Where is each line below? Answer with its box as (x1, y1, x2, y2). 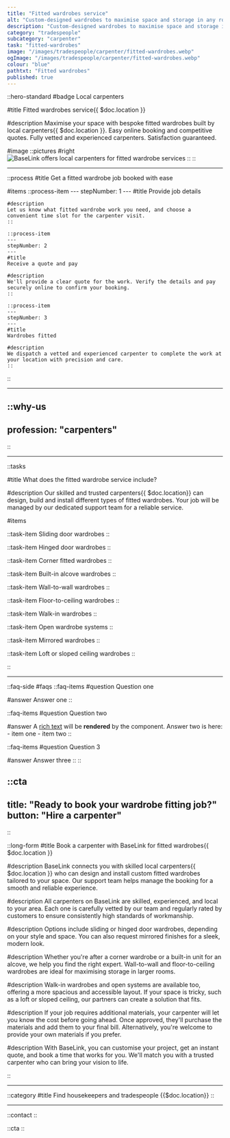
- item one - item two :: (7, 729, 72, 738)
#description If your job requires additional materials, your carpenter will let (7, 1008, 220, 1017)
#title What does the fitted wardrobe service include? (7, 475, 157, 483)
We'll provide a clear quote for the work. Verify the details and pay (7, 278, 216, 285)
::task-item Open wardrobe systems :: (7, 622, 114, 631)
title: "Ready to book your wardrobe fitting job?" (7, 799, 218, 811)
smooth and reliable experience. (7, 884, 98, 892)
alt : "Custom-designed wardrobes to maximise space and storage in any (7, 16, 216, 23)
